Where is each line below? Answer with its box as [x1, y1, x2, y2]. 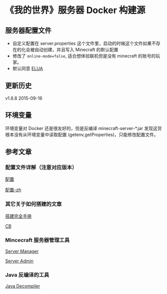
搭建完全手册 [5, 213, 32, 219]
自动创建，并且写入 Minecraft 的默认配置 [34, 47, 119, 53]
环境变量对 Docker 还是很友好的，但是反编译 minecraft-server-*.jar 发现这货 [5, 125, 162, 131]
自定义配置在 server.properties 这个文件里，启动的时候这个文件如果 [12, 41, 152, 46]
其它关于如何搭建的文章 [5, 201, 62, 208]
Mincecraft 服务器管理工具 [5, 236, 70, 243]
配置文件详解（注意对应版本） [5, 164, 78, 171]
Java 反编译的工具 [5, 271, 49, 278]
